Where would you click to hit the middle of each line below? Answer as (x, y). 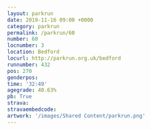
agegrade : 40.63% (32, 90)
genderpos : (23, 77)
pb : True (20, 97)
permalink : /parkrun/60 (41, 33)
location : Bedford (33, 52)
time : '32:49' (27, 84)
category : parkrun (33, 26)
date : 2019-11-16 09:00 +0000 (50, 20)
